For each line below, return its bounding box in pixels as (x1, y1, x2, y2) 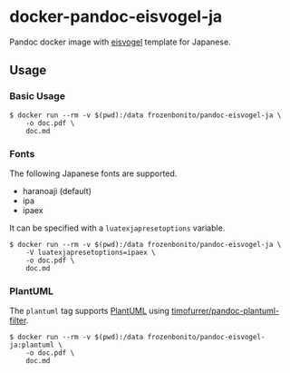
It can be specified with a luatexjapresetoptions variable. (9, 222, 226, 233)
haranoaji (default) (22, 185, 92, 196)
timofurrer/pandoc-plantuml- (170, 306, 279, 317)
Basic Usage (9, 90, 66, 103)
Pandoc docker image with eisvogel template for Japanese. (9, 36, 231, 47)
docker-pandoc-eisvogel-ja (9, 6, 223, 27)
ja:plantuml (9, 340, 54, 350)
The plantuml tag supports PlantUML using (9, 306, 170, 317)
